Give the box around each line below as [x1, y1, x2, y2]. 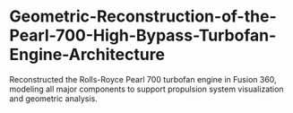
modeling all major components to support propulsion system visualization [9, 83, 284, 94]
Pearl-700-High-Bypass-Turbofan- [9, 25, 277, 46]
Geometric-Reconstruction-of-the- [9, 6, 277, 27]
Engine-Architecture [9, 45, 166, 65]
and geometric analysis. [9, 92, 99, 104]
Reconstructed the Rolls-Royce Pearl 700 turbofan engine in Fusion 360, [9, 74, 277, 84]
